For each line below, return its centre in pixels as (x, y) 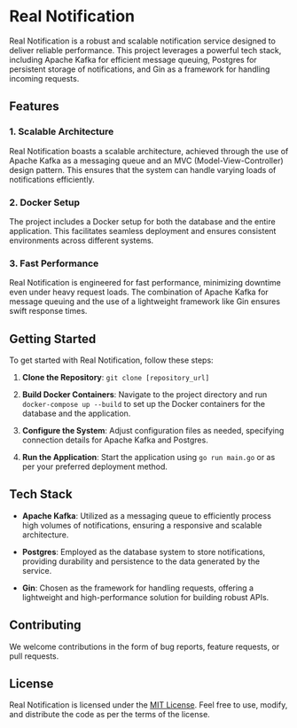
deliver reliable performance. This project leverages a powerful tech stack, (145, 50)
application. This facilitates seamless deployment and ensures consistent (143, 231)
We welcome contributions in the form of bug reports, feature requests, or (145, 646)
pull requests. (34, 656)
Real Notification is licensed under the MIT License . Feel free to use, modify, (148, 705)
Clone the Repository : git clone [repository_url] (116, 378)
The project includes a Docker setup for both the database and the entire (143, 221)
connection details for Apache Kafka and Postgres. (115, 440)
